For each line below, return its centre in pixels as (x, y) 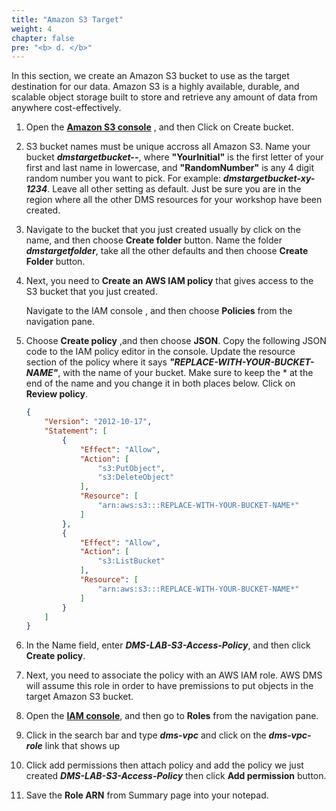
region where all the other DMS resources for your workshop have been (174, 200)
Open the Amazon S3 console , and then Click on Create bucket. (159, 127)
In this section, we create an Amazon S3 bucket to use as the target (150, 76)
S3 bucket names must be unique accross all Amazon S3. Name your (168, 147)
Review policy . (56, 394)
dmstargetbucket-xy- (269, 178)
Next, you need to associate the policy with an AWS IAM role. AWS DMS (174, 675)
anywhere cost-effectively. (66, 108)
